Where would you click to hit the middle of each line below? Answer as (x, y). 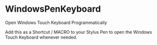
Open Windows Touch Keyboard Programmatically (56, 22)
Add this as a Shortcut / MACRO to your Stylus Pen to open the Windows (78, 32)
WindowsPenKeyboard (53, 9)
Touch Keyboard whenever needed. (41, 37)
